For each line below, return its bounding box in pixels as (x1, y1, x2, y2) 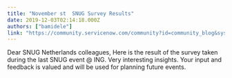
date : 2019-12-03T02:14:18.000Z (7, 17, 100, 23)
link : (7, 29, 23, 37)
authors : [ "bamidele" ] (7, 23, 72, 30)
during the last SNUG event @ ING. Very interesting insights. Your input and (7, 56, 222, 64)
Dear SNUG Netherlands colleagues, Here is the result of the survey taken (7, 48, 218, 57)
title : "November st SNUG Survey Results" (7, 10, 135, 17)
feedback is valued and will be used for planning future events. (7, 63, 186, 71)
